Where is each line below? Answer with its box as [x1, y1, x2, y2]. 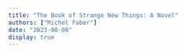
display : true [8, 33, 55, 41]
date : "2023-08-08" [8, 26, 73, 34]
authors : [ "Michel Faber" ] [8, 19, 97, 26]
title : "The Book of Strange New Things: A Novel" [8, 11, 179, 19]
